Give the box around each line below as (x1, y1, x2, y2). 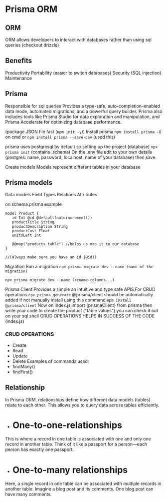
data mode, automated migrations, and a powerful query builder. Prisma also (5, 108, 163, 114)
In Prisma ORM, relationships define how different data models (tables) (5, 396, 151, 402)
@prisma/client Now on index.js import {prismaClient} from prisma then (5, 302, 153, 308)
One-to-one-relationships (12, 419, 122, 431)
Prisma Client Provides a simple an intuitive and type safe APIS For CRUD (5, 286, 156, 292)
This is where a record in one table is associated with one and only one (5, 436, 151, 442)
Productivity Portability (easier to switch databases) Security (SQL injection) (5, 70, 162, 76)
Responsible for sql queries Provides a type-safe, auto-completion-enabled (5, 103, 161, 109)
